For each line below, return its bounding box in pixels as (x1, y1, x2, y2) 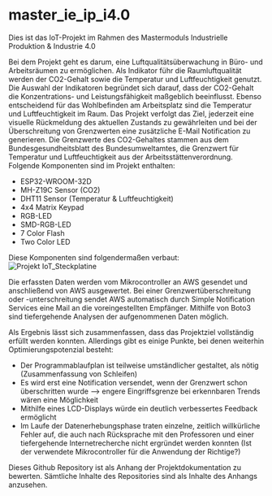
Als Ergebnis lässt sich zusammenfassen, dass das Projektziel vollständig (8, 327, 254, 337)
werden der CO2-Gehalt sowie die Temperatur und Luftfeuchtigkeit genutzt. (8, 74, 262, 84)
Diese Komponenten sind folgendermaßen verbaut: (8, 252, 180, 262)
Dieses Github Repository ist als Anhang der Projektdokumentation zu (8, 462, 242, 472)
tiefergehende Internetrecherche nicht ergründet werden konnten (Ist (19, 437, 252, 448)
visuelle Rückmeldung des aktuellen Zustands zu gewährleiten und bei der (8, 117, 257, 127)
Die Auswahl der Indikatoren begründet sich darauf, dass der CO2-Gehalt (8, 83, 254, 93)
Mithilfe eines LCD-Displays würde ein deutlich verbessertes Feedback (19, 403, 258, 413)
